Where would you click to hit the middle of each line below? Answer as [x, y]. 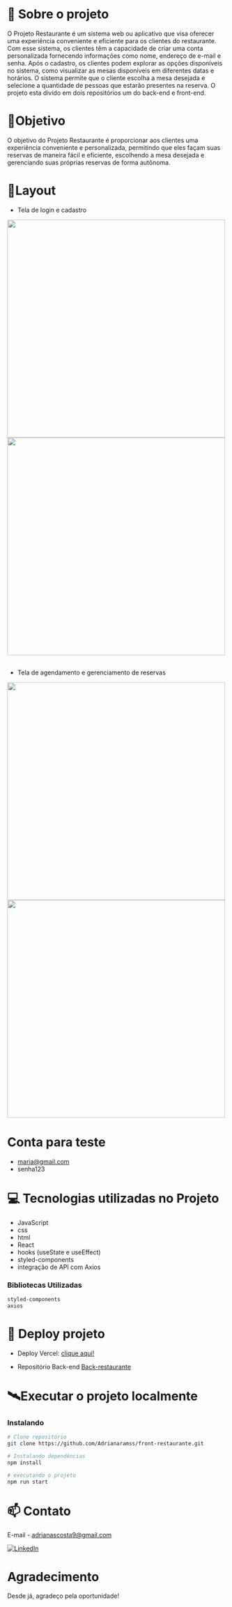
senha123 [31, 1169]
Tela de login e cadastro [52, 210]
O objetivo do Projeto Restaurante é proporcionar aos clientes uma [103, 140]
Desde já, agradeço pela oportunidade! [63, 1596]
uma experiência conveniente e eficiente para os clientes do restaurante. [112, 40]
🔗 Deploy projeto [56, 1333]
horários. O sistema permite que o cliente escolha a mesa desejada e [106, 78]
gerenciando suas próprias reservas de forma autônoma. [89, 162]
